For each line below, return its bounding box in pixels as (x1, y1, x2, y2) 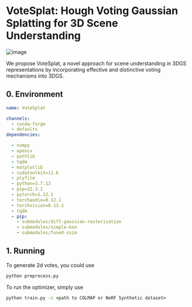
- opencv (11, 148, 33, 154)
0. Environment (6, 89, 63, 99)
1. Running (6, 246, 45, 256)
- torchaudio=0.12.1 (11, 197, 61, 203)
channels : (6, 116, 30, 122)
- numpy (11, 143, 30, 149)
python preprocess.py (6, 273, 59, 279)
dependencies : (6, 132, 41, 138)
